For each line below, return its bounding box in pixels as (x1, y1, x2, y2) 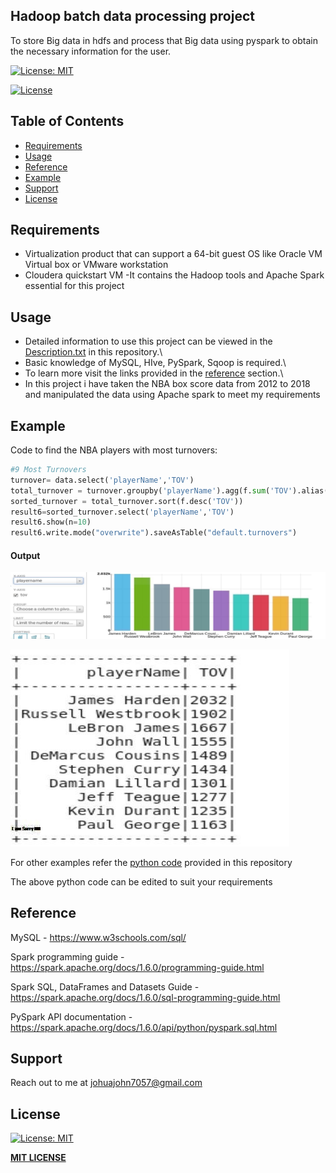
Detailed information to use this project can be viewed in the (24, 335, 273, 348)
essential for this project (24, 280, 125, 292)
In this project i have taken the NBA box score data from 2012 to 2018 (24, 378, 311, 390)
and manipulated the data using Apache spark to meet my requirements (24, 389, 321, 401)
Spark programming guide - (10, 950, 125, 963)
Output (10, 549, 41, 561)
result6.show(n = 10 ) (10, 517, 92, 528)
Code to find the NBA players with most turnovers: (10, 444, 218, 456)
